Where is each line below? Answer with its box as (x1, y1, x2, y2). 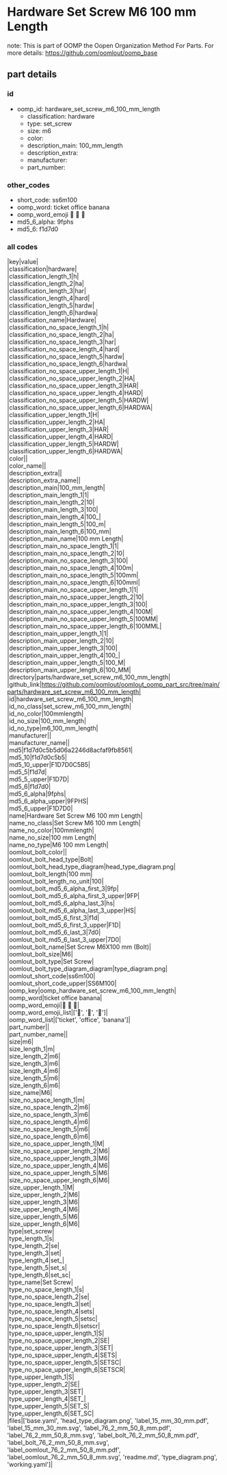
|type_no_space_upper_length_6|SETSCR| (7, 1366, 126, 1374)
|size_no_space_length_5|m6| (7, 1125, 90, 1133)
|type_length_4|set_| (7, 1256, 65, 1264)
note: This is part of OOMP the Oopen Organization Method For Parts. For (7, 41, 214, 49)
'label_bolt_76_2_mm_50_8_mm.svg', (7, 1439, 109, 1447)
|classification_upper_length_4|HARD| (7, 433, 113, 441)
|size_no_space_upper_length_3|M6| (7, 1154, 110, 1163)
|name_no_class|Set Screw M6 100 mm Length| (7, 819, 142, 827)
